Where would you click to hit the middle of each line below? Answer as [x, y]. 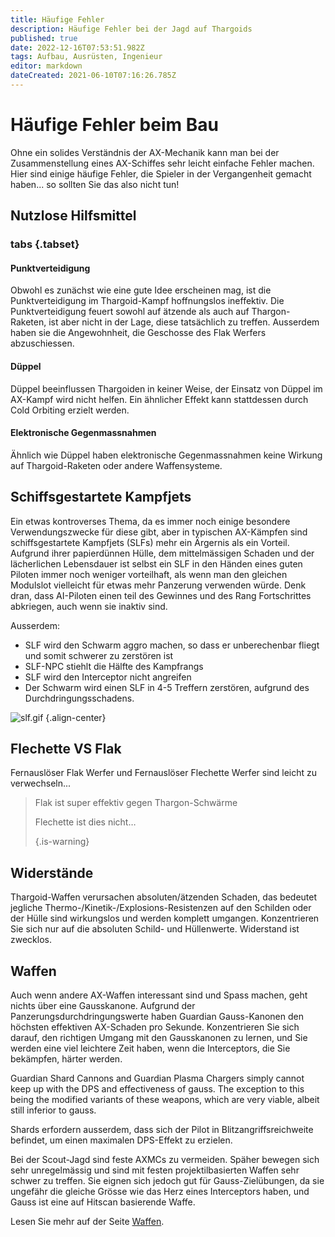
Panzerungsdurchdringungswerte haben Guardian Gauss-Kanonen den [157, 1016]
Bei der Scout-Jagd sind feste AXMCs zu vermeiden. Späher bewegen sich [165, 1159]
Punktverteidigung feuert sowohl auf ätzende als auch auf [130, 312]
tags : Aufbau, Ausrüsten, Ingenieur [86, 57]
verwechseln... [41, 783]
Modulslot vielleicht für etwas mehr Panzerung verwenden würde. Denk [158, 585]
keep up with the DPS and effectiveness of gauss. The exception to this [157, 1088]
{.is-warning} [62, 842]
